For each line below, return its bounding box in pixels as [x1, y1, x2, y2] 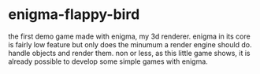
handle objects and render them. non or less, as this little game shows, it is [8, 48, 251, 57]
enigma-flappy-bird [8, 6, 140, 24]
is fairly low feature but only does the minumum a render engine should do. [8, 39, 252, 49]
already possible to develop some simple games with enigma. [8, 57, 209, 66]
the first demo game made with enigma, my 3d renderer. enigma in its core [8, 31, 251, 41]
